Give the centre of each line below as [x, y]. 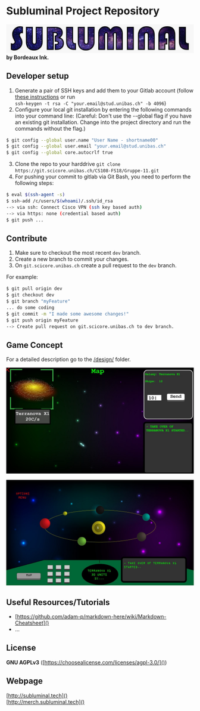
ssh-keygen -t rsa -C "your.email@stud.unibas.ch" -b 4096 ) [90, 103]
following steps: [34, 183]
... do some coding [30, 307]
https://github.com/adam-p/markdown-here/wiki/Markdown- [92, 617]
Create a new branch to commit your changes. [72, 259]
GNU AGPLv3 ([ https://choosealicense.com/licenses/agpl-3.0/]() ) [87, 662]
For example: [22, 277]
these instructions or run [45, 97]
